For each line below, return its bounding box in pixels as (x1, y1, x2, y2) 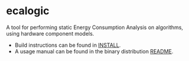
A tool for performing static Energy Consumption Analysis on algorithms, (6, 24, 184, 31)
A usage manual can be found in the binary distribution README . (14, 47, 174, 54)
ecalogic (6, 4, 50, 18)
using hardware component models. (6, 30, 95, 37)
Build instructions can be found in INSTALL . (14, 41, 121, 49)
